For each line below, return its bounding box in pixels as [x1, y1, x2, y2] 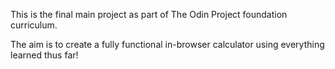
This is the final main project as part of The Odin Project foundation [10, 9, 288, 20]
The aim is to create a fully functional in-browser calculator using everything [10, 39, 325, 50]
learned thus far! [10, 49, 79, 61]
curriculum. [10, 19, 58, 31]
